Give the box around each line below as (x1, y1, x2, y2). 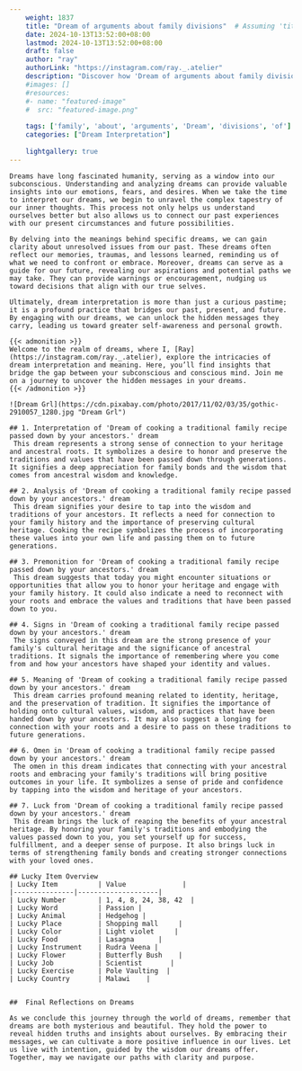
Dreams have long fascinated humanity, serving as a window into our (9, 172, 276, 181)
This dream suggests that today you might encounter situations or (13, 573, 271, 582)
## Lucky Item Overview (9, 871, 99, 881)
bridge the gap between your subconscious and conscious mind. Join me (9, 368, 283, 378)
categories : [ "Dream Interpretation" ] (25, 130, 171, 139)
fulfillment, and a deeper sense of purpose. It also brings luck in (9, 840, 276, 850)
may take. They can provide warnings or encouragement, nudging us (9, 273, 268, 283)
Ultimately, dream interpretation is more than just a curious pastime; (9, 298, 288, 307)
